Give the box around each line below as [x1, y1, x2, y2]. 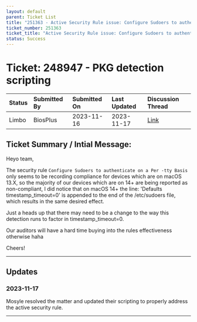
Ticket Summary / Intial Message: [6, 139, 132, 150]
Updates [6, 267, 38, 277]
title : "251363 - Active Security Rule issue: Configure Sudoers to [6, 19, 177, 25]
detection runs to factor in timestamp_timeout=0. [6, 215, 124, 222]
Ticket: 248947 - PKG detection [6, 61, 164, 75]
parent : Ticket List [6, 14, 57, 20]
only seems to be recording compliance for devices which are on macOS [6, 173, 182, 180]
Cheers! [6, 244, 25, 251]
